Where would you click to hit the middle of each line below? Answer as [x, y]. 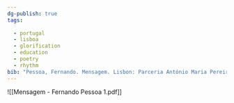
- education [31, 53]
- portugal [29, 33]
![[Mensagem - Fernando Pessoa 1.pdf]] [64, 92]
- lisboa [26, 40]
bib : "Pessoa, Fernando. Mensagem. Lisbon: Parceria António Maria [107, 72]
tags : [15, 20]
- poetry [26, 59]
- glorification [37, 46]
